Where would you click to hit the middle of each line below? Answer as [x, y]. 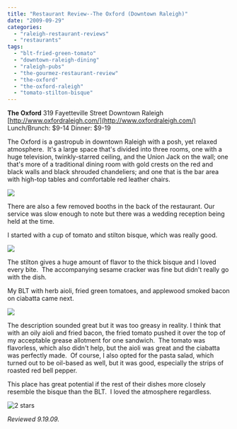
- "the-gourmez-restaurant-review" [66, 73]
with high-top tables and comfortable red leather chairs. [89, 179]
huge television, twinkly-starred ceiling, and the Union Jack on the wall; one [118, 157]
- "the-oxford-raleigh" [48, 86]
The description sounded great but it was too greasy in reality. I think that [114, 326]
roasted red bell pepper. [42, 371]
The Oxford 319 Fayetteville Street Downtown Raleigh [86, 113]
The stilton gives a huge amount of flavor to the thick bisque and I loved [112, 262]
